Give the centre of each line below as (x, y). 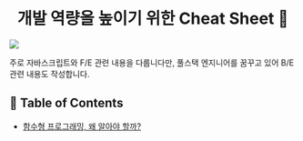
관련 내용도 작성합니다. (50, 74)
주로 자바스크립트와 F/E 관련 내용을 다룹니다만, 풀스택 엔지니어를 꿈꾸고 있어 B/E (151, 62)
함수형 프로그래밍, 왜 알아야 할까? (82, 126)
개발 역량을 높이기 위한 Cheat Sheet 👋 (153, 19)
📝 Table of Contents (66, 103)
